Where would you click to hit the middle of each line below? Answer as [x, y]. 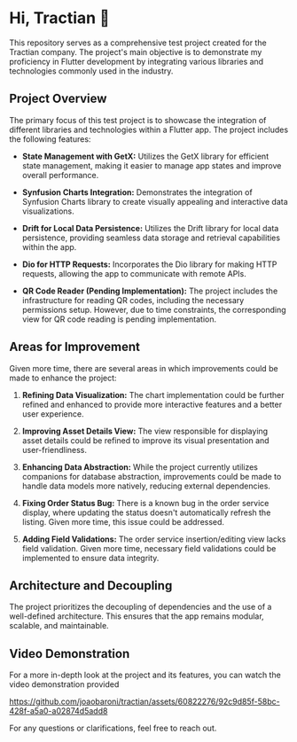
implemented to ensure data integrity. [90, 558]
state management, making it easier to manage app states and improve [152, 165]
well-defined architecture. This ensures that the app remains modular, [137, 616]
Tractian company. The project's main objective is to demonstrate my [136, 51]
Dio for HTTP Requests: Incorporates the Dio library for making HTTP [149, 264]
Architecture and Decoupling [91, 586]
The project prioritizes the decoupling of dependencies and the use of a [141, 607]
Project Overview [58, 99]
